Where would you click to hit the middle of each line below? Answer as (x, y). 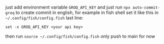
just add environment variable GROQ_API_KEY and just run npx (68, 7)
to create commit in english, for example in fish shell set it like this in (87, 12)
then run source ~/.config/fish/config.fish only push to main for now (80, 36)
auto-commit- (146, 7)
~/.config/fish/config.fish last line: (44, 18)
